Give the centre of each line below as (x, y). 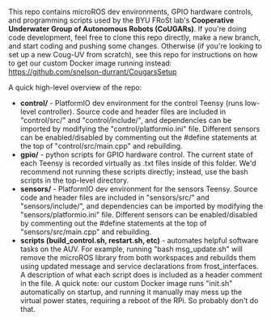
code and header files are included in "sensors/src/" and (114, 198)
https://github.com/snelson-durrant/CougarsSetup (93, 72)
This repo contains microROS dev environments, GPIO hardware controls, (131, 12)
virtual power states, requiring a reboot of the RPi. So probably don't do (139, 301)
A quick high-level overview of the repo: (75, 87)
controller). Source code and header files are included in (132, 112)
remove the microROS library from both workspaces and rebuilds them (138, 257)
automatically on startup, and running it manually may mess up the (131, 292)
